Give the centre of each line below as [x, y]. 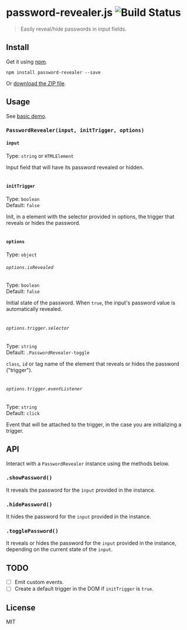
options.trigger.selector [38, 328]
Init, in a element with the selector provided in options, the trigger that [90, 216]
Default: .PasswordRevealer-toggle [48, 352]
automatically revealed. [34, 309]
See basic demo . [26, 116]
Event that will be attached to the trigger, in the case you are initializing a [94, 425]
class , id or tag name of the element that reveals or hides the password [93, 364]
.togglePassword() [32, 531]
